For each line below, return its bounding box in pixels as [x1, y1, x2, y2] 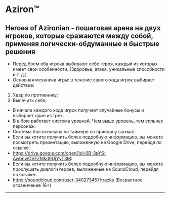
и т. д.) [12, 72, 27, 77]
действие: [12, 82, 34, 88]
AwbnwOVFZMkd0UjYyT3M [12, 156, 71, 161]
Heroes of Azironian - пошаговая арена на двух [5, 24, 161, 32]
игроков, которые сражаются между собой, [5, 31, 153, 40]
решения [5, 47, 35, 56]
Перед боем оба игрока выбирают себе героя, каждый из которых [12, 61, 158, 67]
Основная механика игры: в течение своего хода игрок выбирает [12, 77, 155, 83]
